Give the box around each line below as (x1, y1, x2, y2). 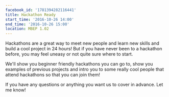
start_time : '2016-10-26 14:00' (5, 17, 74, 22)
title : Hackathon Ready (5, 12, 56, 17)
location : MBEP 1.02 (5, 26, 50, 31)
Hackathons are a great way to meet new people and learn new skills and (5, 40, 160, 46)
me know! (5, 87, 26, 93)
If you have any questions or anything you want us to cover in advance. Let (5, 82, 163, 88)
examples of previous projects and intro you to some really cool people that (5, 67, 164, 73)
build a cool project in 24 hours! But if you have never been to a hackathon (5, 46, 162, 52)
